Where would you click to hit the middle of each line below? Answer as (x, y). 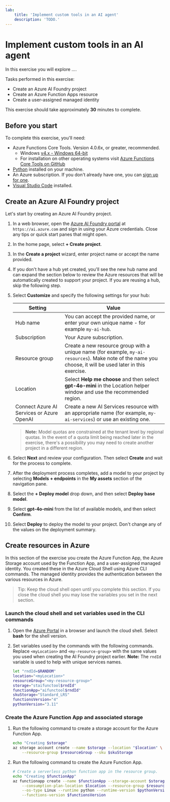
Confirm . (22, 514)
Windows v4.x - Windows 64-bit (54, 153)
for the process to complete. (42, 463)
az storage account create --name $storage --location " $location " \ (88, 748)
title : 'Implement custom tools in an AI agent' (67, 15)
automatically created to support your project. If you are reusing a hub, (86, 280)
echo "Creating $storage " (40, 743)
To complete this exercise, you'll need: (45, 138)
